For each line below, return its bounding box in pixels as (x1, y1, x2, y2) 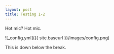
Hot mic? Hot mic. (5, 25, 42, 31)
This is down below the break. (5, 44, 67, 50)
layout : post (5, 7, 32, 12)
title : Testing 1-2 (5, 12, 45, 17)
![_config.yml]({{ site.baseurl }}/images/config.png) (5, 35, 110, 41)
